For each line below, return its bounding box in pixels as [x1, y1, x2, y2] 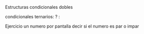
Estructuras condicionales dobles [5, 4, 73, 10]
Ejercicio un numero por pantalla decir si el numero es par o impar [5, 23, 140, 29]
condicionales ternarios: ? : [5, 14, 60, 19]
